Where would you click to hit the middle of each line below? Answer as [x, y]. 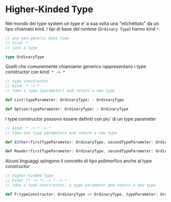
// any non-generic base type [37, 38]
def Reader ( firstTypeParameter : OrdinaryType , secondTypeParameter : [79, 151]
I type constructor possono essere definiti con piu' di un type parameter [81, 119]
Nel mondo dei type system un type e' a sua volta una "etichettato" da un [82, 23]
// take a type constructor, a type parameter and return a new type [81, 185]
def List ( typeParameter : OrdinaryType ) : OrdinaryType [65, 100]
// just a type [21, 48]
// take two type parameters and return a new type [61, 133]
